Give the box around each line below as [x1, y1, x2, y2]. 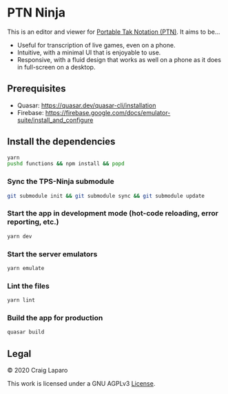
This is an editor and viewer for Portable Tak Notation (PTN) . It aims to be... [7, 28, 220, 36]
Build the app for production [7, 313, 103, 322]
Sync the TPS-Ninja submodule [7, 177, 115, 187]
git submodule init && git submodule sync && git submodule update [7, 192, 205, 199]
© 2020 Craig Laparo [7, 366, 68, 374]
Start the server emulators [7, 249, 98, 259]
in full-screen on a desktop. [17, 63, 96, 71]
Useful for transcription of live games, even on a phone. [17, 41, 176, 49]
